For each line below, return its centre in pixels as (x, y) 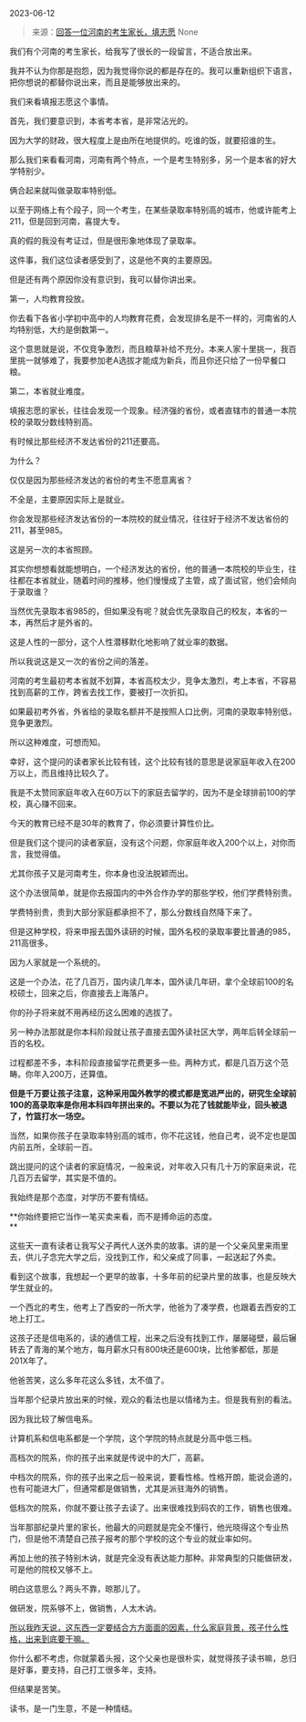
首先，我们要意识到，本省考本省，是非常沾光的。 (101, 121)
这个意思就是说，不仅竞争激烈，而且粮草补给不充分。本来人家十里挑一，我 (149, 349)
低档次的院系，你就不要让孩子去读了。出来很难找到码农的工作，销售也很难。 (153, 1508)
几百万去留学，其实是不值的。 (65, 1177)
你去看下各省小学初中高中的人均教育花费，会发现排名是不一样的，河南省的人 (153, 318)
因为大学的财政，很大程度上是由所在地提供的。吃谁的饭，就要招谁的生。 (145, 140)
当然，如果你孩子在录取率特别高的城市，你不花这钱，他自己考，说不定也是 (149, 1136)
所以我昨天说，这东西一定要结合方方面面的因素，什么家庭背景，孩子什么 (145, 1628)
